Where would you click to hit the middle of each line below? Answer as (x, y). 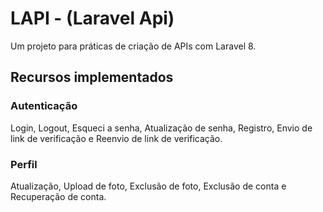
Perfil (24, 164)
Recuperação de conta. (58, 196)
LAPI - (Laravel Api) (92, 18)
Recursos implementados (92, 77)
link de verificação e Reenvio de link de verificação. (116, 138)
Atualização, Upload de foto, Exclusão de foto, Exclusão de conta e (148, 186)
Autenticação (44, 106)
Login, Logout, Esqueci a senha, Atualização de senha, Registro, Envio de (161, 128)
